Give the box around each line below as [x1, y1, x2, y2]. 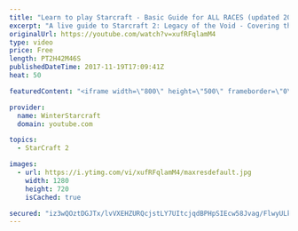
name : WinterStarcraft [17, 111, 101, 120]
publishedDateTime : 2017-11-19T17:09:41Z [9, 63, 165, 72]
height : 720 [25, 184, 69, 194]
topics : [9, 135, 38, 145]
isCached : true [25, 193, 82, 202]
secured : [9, 209, 42, 218]
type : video [9, 37, 53, 47]
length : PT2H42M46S [9, 54, 82, 63]
